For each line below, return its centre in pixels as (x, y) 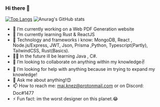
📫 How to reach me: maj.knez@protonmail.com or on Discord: (78, 86)
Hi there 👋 (18, 8)
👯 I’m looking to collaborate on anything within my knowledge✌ (79, 62)
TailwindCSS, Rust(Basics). (41, 51)
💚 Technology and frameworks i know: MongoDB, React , (72, 40)
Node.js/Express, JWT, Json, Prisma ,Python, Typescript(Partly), (80, 45)
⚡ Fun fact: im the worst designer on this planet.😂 (65, 99)
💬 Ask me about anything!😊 (42, 80)
